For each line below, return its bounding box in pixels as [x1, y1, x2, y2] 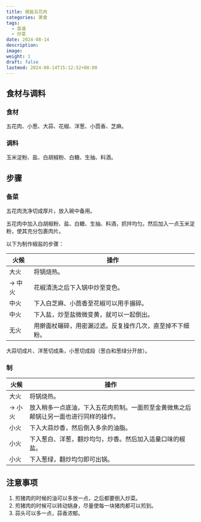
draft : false [6, 59, 39, 65]
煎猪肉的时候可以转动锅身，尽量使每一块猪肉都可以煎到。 [14, 502, 157, 509]
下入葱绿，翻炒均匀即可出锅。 [29, 455, 114, 464]
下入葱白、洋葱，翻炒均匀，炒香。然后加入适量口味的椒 [29, 435, 185, 443]
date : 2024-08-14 [6, 37, 50, 43]
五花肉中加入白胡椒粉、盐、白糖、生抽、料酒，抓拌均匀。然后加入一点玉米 [6, 220, 190, 227]
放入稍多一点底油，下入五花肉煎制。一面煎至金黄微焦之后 [29, 403, 191, 412]
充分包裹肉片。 [26, 227, 64, 235]
